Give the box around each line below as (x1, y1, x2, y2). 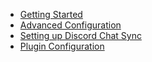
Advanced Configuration (19, 19, 122, 31)
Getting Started (19, 9, 83, 20)
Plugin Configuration (19, 40, 105, 52)
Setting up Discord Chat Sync (19, 30, 142, 41)
